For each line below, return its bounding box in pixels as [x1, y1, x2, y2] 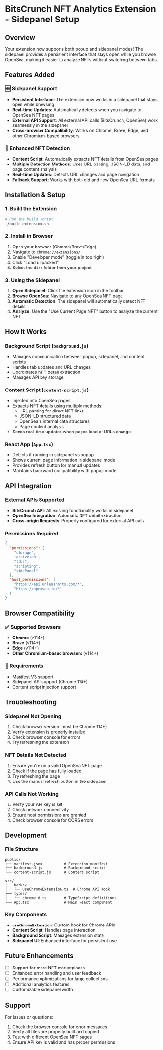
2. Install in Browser [5, 233, 53, 240]
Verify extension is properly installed [12, 729, 86, 735]
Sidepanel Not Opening [5, 713, 61, 720]
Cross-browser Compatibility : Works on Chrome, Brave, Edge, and [12, 127, 148, 133]
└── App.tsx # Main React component [5, 900, 112, 905]
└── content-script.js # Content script [5, 870, 99, 875]
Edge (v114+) [12, 645, 39, 651]
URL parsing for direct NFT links [19, 408, 84, 413]
